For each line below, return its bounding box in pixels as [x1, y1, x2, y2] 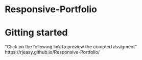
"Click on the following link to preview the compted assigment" [5, 44, 137, 50]
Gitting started [5, 27, 68, 39]
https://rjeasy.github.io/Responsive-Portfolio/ [5, 49, 100, 55]
